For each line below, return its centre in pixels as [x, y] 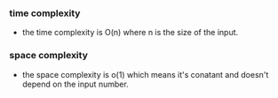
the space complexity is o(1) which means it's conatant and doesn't [145, 74]
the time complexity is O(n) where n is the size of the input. [130, 33]
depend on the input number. [75, 84]
